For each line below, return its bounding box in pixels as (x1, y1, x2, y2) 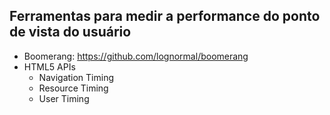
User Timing (38, 92, 90, 104)
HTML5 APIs (23, 60, 76, 73)
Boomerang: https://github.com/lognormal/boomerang (23, 50, 249, 62)
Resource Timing (38, 82, 109, 94)
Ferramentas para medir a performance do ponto (9, 8, 321, 25)
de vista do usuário (9, 24, 132, 41)
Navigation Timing (38, 71, 115, 83)
